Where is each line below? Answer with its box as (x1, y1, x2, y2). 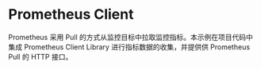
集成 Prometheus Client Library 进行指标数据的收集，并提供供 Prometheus (8, 42, 251, 52)
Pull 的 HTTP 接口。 (8, 52, 73, 61)
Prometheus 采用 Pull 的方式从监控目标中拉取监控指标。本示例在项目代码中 (8, 32, 254, 42)
